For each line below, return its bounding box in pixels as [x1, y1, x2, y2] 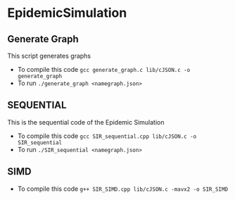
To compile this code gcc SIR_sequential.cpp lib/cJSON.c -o [17, 132, 197, 140]
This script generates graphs [7, 51, 91, 60]
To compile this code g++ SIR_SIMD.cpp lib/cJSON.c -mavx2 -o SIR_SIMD [17, 185, 229, 193]
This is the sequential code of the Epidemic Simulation [7, 118, 165, 126]
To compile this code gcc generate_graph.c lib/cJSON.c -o [17, 65, 191, 73]
